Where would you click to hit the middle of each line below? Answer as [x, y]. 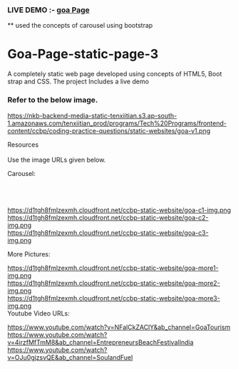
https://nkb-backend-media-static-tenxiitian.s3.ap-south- [92, 115]
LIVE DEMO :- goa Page [49, 10]
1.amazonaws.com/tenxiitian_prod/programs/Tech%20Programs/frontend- [117, 123]
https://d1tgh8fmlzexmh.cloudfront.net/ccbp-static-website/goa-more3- [114, 298]
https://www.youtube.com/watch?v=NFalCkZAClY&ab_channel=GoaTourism [119, 327]
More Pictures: [29, 254]
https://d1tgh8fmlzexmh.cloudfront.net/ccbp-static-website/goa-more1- [113, 268]
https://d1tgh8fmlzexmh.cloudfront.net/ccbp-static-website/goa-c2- [108, 217]
